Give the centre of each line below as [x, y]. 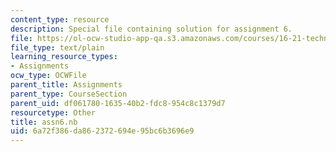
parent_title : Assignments [66, 85]
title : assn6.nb [44, 122]
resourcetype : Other [53, 112]
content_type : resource [60, 19]
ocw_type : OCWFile [48, 76]
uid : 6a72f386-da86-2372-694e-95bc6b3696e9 [102, 131]
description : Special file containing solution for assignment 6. [151, 29]
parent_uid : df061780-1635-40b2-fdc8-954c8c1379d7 [118, 103]
